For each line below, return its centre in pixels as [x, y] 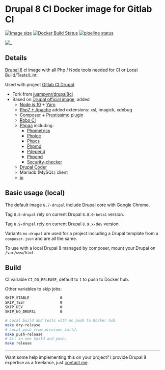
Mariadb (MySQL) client [43, 172]
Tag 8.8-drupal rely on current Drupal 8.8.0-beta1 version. [65, 214]
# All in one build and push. [36, 339]
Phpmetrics [39, 131]
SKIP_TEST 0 [34, 303]
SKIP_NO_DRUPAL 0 [34, 312]
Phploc [34, 135]
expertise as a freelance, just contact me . [47, 363]
